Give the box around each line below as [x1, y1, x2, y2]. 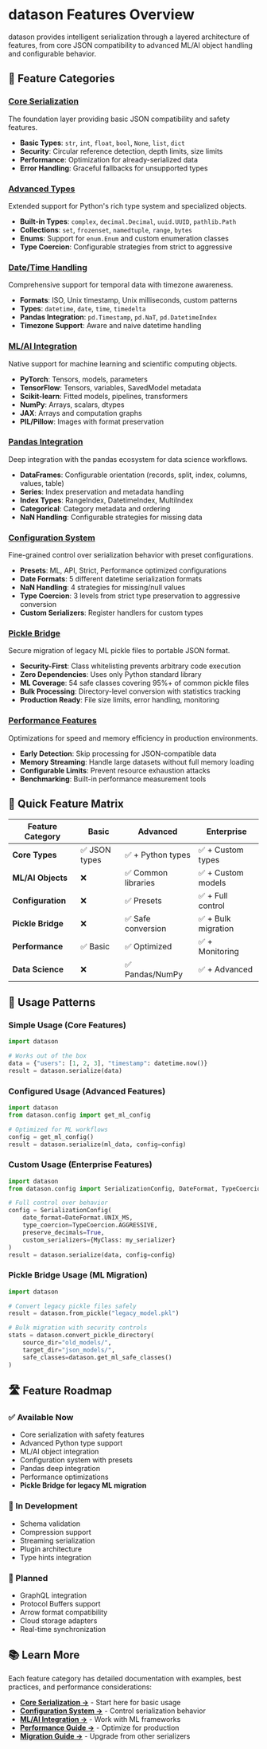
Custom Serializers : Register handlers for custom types [19, 608, 203, 618]
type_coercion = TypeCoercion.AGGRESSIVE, [22, 1221, 158, 1230]
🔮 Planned [8, 1572, 48, 1583]
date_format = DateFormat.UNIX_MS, [22, 1214, 133, 1222]
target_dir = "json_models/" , [22, 1346, 115, 1354]
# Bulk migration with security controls [8, 1324, 148, 1332]
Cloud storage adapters [19, 1615, 98, 1626]
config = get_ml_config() [8, 1133, 94, 1141]
